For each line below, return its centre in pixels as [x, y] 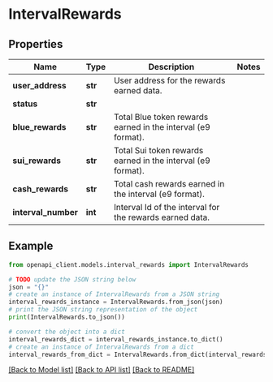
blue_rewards [39, 127]
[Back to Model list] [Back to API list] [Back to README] [102, 370]
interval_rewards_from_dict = [60, 354]
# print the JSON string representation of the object [103, 310]
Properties [36, 44]
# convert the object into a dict [67, 332]
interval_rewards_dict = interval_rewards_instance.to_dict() [116, 339]
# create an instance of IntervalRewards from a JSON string [114, 294]
